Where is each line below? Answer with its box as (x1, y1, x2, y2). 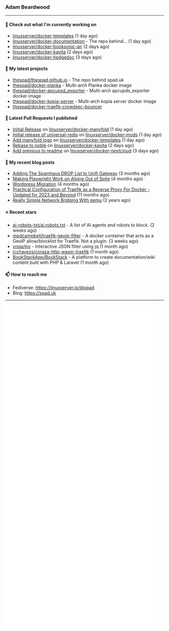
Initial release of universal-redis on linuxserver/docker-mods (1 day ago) (12, 131, 162, 137)
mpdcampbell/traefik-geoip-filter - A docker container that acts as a (12, 233, 154, 239)
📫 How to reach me (5, 271, 47, 277)
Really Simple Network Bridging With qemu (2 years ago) (12, 197, 131, 203)
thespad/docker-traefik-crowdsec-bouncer (12, 103, 102, 109)
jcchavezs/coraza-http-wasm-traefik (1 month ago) (12, 249, 119, 255)
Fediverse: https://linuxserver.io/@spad (12, 285, 95, 291)
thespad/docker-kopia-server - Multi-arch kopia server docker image (12, 98, 157, 104)
